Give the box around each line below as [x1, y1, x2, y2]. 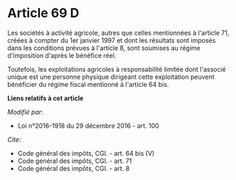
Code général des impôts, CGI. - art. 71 [17, 157, 132, 165]
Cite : [7, 135, 21, 144]
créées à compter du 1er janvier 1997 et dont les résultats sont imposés [7, 36, 216, 44]
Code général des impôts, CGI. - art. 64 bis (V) [17, 149, 155, 157]
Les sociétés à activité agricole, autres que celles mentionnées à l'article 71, [7, 28, 230, 37]
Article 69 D [7, 5, 80, 21]
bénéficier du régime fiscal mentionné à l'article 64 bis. [7, 80, 169, 88]
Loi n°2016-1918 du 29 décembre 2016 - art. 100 [17, 121, 160, 129]
